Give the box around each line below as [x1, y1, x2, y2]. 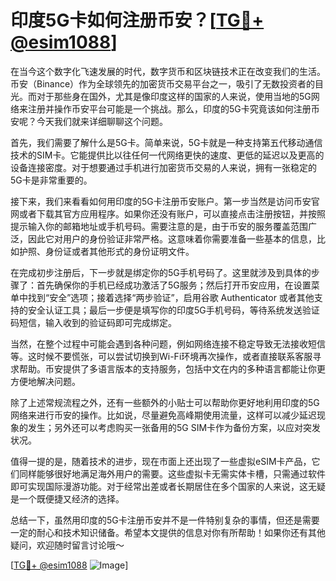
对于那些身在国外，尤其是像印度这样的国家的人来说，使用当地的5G [36, 90, 312, 102]
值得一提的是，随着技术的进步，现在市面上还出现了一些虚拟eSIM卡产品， [10, 455, 312, 467]
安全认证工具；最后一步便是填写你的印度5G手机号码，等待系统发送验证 [27, 304, 320, 316]
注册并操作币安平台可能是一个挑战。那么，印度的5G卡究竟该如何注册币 [27, 102, 320, 115]
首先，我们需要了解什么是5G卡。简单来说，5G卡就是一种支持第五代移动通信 [10, 136, 323, 148]
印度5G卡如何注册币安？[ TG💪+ [10, 9, 265, 32]
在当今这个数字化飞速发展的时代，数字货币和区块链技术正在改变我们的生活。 [10, 65, 326, 77]
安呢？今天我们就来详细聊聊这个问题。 [10, 115, 168, 127]
